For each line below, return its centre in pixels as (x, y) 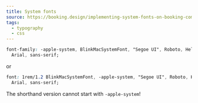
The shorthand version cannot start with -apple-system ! (73, 94)
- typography (27, 28)
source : (16, 17)
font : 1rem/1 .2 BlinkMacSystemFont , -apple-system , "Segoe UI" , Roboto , (97, 77)
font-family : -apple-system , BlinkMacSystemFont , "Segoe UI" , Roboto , (95, 50)
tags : (13, 22)
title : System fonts (32, 11)
